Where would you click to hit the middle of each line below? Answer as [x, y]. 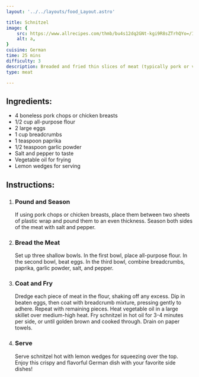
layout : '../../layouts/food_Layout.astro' [61, 12]
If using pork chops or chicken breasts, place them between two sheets [102, 214]
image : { [17, 28]
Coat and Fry [34, 284]
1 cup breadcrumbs [38, 135]
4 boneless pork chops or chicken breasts [66, 116]
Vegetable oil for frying [43, 160]
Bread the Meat [37, 242]
